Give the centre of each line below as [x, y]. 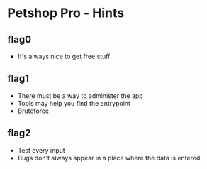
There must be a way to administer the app [80, 96]
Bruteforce [33, 111]
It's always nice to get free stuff [64, 56]
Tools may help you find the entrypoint [74, 103]
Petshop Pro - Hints [66, 13]
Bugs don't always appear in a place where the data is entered [109, 158]
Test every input [41, 150]
